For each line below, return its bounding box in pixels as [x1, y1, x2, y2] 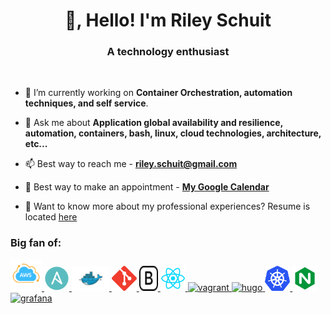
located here [24, 211, 78, 223]
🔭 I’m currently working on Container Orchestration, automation [24, 87, 293, 99]
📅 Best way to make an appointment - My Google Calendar [24, 181, 270, 193]
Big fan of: [10, 236, 62, 250]
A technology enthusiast [106, 45, 230, 59]
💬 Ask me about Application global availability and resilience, [24, 117, 283, 129]
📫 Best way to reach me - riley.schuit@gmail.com [24, 158, 238, 170]
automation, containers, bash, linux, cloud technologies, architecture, [24, 127, 322, 139]
